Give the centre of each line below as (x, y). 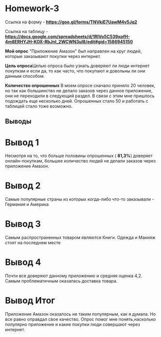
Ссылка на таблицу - (27, 31)
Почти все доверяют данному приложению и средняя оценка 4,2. (74, 276)
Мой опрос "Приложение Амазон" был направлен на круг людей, (73, 51)
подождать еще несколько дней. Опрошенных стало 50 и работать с (77, 101)
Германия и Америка (27, 204)
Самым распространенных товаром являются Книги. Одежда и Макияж (80, 238)
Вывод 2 (23, 186)
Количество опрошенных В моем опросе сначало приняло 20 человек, (80, 85)
